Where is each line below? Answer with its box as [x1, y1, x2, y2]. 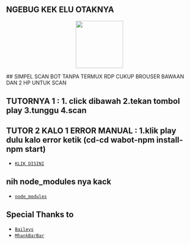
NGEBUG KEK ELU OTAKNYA [6, 5, 114, 15]
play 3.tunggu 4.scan [6, 106, 87, 116]
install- [156, 135, 183, 145]
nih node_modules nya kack [6, 177, 111, 187]
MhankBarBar [14, 233, 44, 239]
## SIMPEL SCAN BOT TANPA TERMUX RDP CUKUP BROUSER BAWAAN [6, 73, 185, 80]
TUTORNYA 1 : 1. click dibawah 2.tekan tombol [6, 96, 181, 106]
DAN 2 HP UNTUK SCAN [6, 79, 67, 86]
